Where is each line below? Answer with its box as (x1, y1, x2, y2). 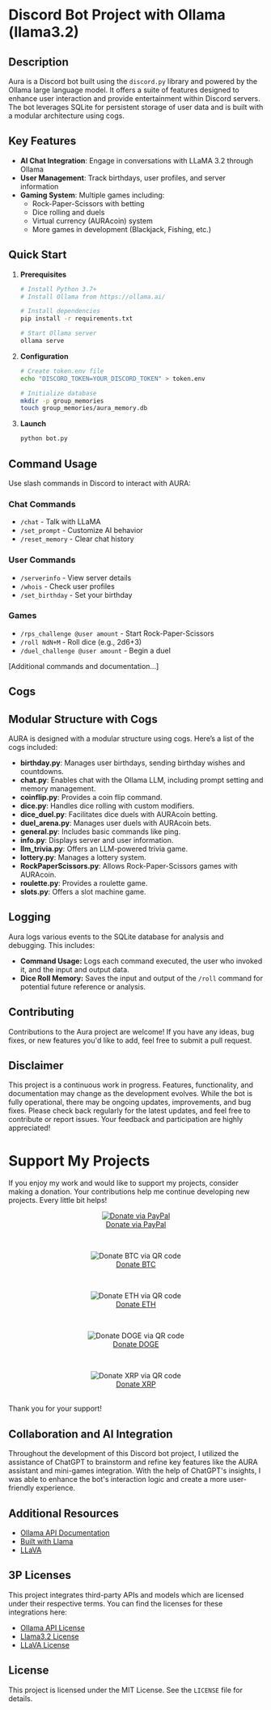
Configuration (19, 351, 69, 361)
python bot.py (19, 434, 68, 442)
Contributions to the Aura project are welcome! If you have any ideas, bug (8, 1026, 255, 1036)
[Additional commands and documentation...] (8, 661, 159, 671)
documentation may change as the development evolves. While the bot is (8, 1089, 253, 1098)
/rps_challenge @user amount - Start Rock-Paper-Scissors (19, 629, 214, 638)
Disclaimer (8, 1059, 64, 1073)
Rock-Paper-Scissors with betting (32, 198, 145, 208)
